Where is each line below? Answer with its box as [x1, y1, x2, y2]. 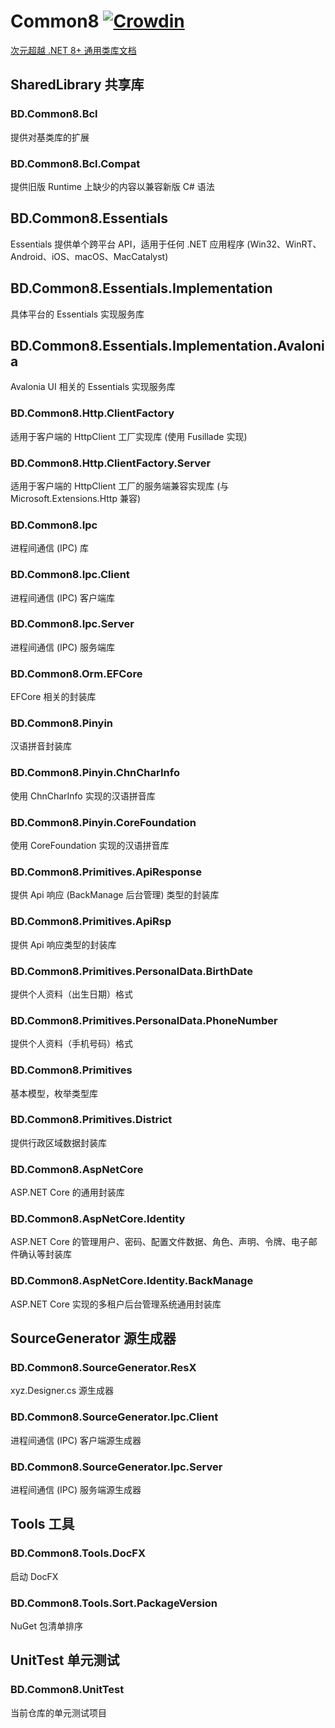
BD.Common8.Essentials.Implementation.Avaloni [10, 337, 325, 354]
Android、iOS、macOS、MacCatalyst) [10, 250, 169, 262]
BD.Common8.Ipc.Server [10, 617, 135, 631]
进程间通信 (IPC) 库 [10, 542, 90, 554]
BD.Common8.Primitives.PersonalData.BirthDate [10, 964, 253, 978]
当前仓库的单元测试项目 [10, 1706, 107, 1719]
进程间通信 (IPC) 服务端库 [10, 641, 116, 653]
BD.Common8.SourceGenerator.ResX [10, 1361, 197, 1375]
